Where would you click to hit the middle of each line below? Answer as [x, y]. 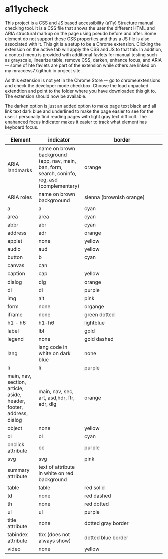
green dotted [100, 314]
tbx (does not [54, 534]
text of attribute [57, 467]
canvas [16, 265]
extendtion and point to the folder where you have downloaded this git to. [81, 91]
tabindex [18, 534]
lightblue [95, 323]
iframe [15, 314]
